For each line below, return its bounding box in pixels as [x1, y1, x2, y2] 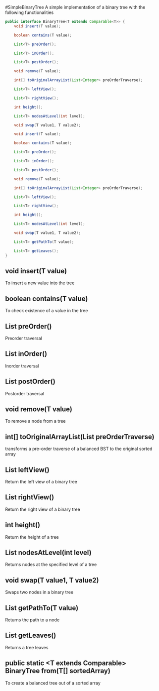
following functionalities [5, 9, 54, 15]
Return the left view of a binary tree [5, 479, 78, 484]
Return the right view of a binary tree [5, 506, 80, 512]
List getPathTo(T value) [5, 603, 79, 612]
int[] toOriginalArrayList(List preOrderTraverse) [5, 433, 155, 441]
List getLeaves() [5, 631, 56, 640]
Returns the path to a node [5, 617, 60, 623]
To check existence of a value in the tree [5, 308, 88, 314]
